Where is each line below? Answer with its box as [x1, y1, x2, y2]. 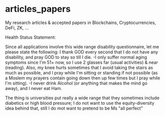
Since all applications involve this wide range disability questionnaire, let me [5, 44, 159, 49]
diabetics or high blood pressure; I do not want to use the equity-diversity [5, 100, 155, 106]
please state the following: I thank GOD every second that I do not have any [5, 49, 159, 55]
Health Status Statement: [5, 34, 56, 40]
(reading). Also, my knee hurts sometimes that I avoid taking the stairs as [5, 65, 153, 70]
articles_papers [5, 3, 71, 15]
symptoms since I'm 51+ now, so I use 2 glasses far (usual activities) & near [5, 59, 159, 65]
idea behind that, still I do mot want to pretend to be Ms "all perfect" [5, 105, 143, 111]
